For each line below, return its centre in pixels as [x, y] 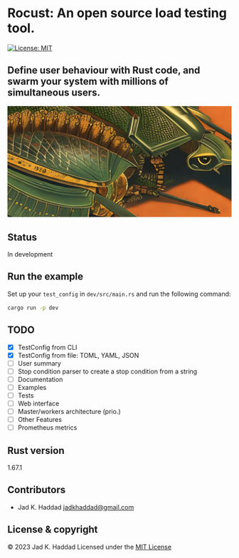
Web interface [38, 403]
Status [22, 237]
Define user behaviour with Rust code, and [104, 70]
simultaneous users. [54, 93]
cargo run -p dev [33, 308]
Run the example [46, 277]
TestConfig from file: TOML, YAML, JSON [78, 355]
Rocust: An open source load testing [117, 13]
